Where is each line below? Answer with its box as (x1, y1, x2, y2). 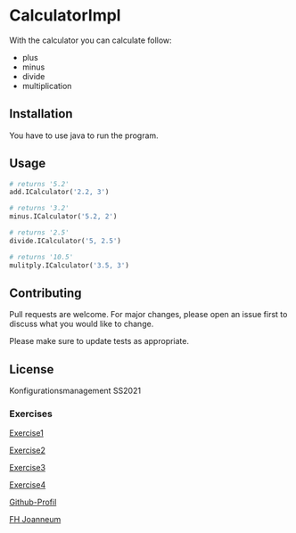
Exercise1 (9, 428, 45, 439)
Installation (9, 106, 73, 121)
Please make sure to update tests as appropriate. (9, 336, 190, 347)
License (9, 362, 54, 377)
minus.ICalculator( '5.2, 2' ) (9, 212, 118, 221)
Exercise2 (9, 445, 46, 455)
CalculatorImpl (9, 5, 121, 26)
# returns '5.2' (9, 179, 70, 188)
